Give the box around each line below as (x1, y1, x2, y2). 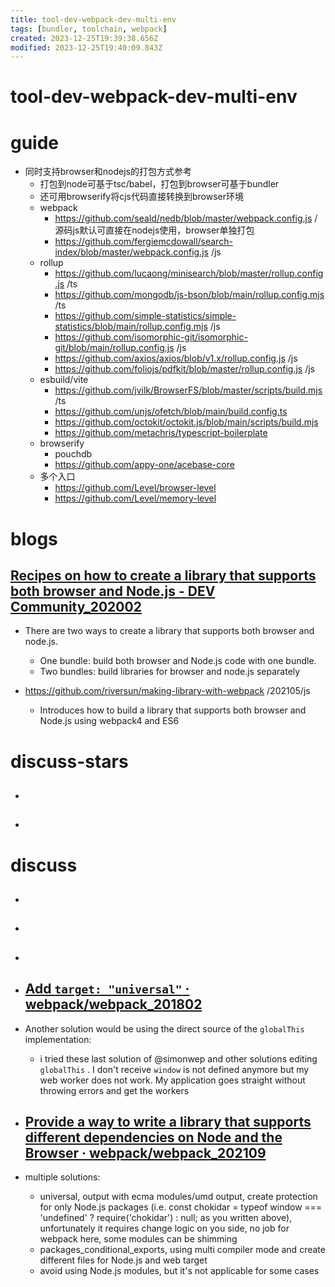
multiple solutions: (24, 1171, 101, 1183)
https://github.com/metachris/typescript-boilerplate (54, 427, 268, 439)
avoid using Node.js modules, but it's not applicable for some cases (39, 1265, 320, 1277)
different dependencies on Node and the (24, 1129, 283, 1146)
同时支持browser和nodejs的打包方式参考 (24, 166, 193, 178)
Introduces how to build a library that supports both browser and (39, 704, 307, 716)
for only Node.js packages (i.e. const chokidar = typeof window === (39, 1201, 323, 1213)
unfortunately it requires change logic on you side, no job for (39, 1222, 290, 1235)
